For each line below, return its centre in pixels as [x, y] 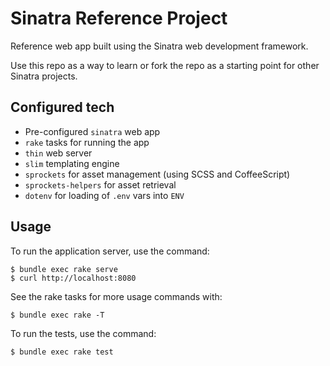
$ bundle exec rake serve [64, 269]
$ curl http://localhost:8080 [73, 278]
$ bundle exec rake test [62, 352]
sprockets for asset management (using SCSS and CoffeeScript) [157, 174]
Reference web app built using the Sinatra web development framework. [159, 46]
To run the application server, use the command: [110, 251]
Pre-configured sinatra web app [92, 131]
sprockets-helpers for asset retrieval [100, 184]
